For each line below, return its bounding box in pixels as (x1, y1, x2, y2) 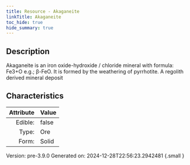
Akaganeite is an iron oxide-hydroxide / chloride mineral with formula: (6, 62, 174, 69)
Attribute (9, 108, 35, 117)
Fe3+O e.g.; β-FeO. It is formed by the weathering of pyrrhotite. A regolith (6, 68, 184, 75)
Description (6, 46, 50, 56)
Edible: (15, 118, 35, 126)
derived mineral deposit (6, 74, 63, 82)
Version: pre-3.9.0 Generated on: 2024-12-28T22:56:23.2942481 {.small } (6, 152, 185, 159)
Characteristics (6, 91, 64, 101)
